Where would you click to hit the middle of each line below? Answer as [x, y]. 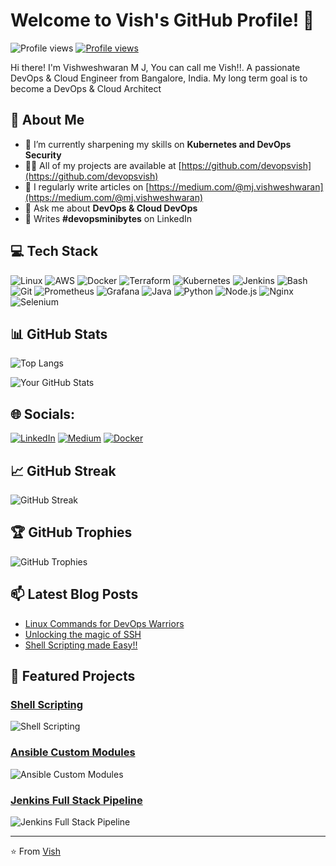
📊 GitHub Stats [59, 334]
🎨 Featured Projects [73, 676]
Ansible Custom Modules [73, 752]
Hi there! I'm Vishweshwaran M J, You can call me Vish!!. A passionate [155, 67]
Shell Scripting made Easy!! [81, 645]
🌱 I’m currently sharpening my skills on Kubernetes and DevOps [158, 144]
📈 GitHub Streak [63, 470]
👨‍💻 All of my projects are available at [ [103, 165]
